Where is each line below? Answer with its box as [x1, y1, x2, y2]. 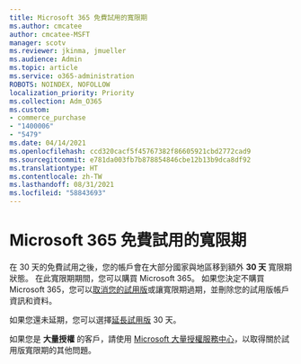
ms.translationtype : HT [9, 164, 99, 173]
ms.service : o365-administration [9, 72, 135, 81]
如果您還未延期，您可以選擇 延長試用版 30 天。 [9, 314, 181, 324]
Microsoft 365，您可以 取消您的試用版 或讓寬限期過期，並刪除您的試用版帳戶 [9, 284, 290, 295]
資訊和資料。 [9, 295, 57, 306]
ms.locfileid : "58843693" [9, 189, 106, 198]
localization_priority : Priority [9, 88, 135, 97]
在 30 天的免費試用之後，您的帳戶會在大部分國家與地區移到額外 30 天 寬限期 [9, 262, 293, 272]
